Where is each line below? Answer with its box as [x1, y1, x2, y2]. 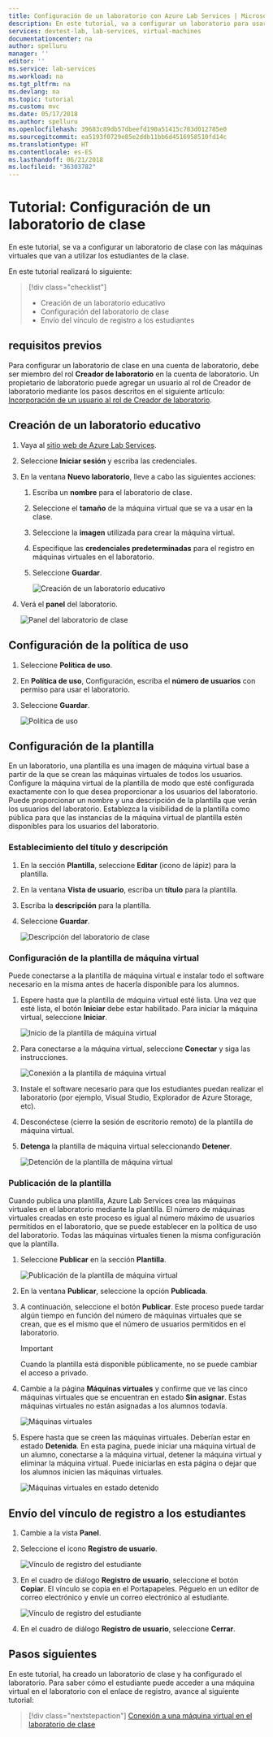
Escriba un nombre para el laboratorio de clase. [32, 487, 193, 497]
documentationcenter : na [8, 34, 93, 43]
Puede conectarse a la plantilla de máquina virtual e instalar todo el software [8, 971, 264, 980]
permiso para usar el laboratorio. [19, 684, 130, 694]
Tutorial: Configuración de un [8, 198, 211, 216]
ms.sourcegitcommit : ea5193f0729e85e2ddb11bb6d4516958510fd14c [8, 132, 227, 141]
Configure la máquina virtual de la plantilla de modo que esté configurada [8, 778, 254, 788]
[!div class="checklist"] [28, 282, 107, 293]
